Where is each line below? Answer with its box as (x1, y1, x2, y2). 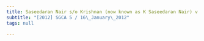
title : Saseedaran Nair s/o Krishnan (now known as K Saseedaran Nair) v (6, 8, 199, 15)
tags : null (6, 20, 34, 26)
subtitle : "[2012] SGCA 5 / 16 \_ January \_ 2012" (6, 14, 130, 20)
